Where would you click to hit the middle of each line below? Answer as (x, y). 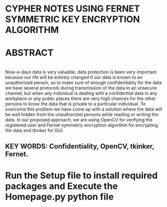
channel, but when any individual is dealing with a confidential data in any (81, 93)
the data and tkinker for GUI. (35, 130)
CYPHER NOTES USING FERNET (73, 9)
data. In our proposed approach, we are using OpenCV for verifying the (79, 120)
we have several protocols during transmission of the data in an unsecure (81, 88)
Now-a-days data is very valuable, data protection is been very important (81, 72)
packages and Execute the (61, 186)
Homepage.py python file (59, 197)
